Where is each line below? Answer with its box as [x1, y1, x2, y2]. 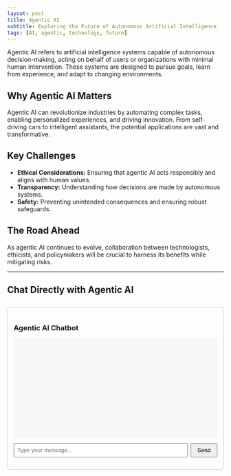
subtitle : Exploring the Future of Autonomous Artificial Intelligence [7, 23, 217, 30]
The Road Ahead [7, 225, 80, 237]
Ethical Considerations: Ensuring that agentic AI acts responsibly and [16, 168, 216, 176]
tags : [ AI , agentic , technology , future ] [7, 29, 128, 36]
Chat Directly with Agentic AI [7, 284, 134, 296]
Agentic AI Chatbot [13, 323, 79, 332]
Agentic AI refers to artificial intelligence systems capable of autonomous [7, 48, 215, 56]
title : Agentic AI [7, 17, 60, 23]
